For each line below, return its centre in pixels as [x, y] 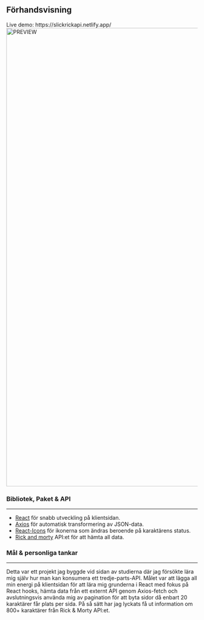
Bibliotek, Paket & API [39, 499]
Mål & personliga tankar [42, 553]
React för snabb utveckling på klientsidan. [67, 518]
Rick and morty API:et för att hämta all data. [70, 537]
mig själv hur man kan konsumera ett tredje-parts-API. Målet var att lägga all [102, 578]
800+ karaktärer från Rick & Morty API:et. [58, 610]
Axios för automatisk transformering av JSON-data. [79, 524]
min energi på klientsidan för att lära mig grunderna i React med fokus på [97, 585]
